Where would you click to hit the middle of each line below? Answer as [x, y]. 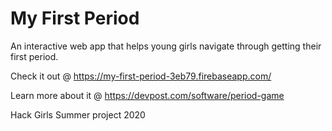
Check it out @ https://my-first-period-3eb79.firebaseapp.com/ [141, 76]
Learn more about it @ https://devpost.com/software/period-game [147, 95]
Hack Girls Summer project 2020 [78, 114]
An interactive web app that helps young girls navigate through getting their [166, 46]
